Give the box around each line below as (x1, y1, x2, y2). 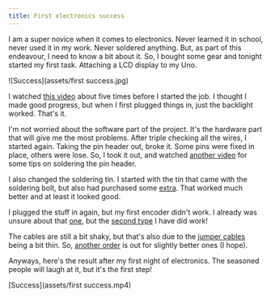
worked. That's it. (8, 109, 67, 118)
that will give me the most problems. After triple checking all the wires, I (8, 133, 247, 143)
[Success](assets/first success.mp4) (8, 280, 132, 290)
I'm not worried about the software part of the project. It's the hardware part (8, 124, 263, 134)
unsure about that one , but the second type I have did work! (8, 215, 209, 225)
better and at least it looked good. (8, 191, 121, 201)
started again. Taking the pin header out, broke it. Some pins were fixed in (8, 141, 255, 151)
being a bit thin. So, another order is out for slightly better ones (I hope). (8, 240, 248, 249)
